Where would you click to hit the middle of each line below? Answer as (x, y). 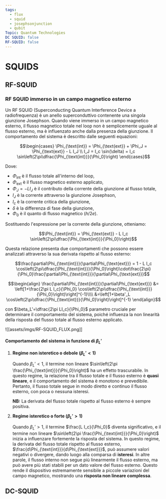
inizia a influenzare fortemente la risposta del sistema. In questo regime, (86, 438)
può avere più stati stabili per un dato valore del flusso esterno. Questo (85, 465)
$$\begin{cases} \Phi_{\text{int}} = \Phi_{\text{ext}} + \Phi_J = (83, 146)
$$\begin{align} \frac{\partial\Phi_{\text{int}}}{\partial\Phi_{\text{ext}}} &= (83, 284)
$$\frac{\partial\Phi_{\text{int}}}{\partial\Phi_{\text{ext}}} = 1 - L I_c (83, 263)
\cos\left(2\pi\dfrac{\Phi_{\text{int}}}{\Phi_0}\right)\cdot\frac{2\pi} (83, 269)
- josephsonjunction (31, 24)
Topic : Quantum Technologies (35, 33)
